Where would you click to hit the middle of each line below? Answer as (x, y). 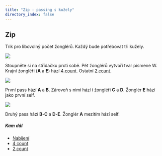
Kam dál (14, 126)
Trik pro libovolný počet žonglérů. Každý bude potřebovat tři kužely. (75, 47)
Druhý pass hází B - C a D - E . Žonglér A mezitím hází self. (63, 114)
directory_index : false (30, 14)
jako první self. (20, 95)
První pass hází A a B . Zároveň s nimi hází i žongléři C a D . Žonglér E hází (80, 90)
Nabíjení (21, 138)
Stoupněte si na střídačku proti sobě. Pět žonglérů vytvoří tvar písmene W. (81, 66)
